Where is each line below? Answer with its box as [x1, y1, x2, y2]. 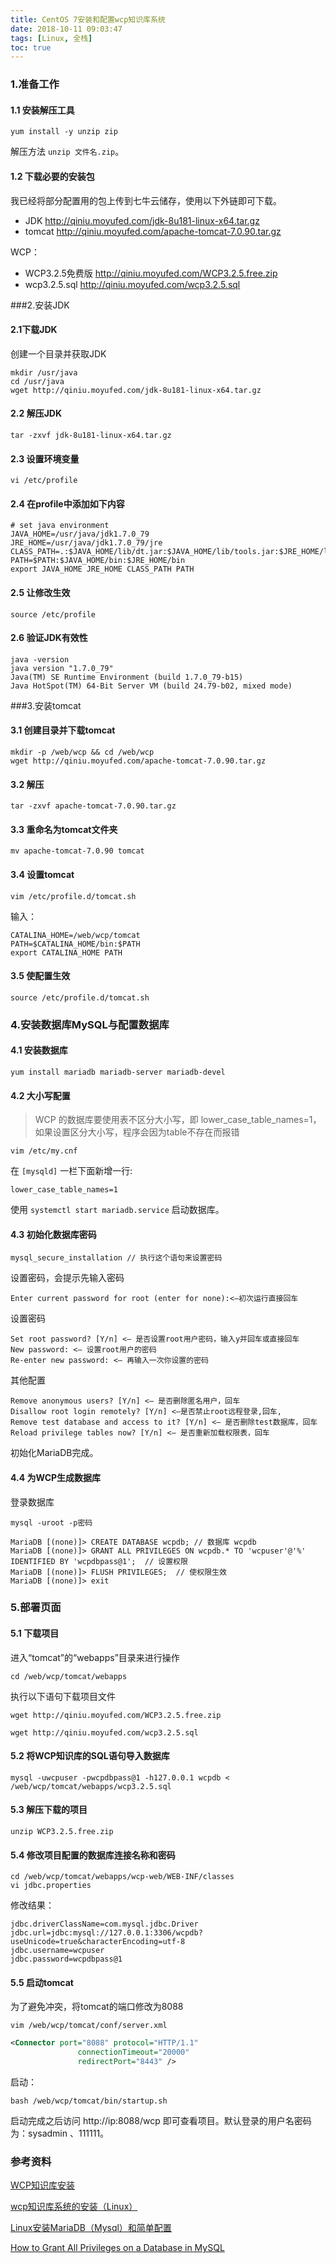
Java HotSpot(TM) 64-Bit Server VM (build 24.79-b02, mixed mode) [10, 681, 293, 691]
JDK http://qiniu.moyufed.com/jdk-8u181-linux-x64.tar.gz [24, 214, 260, 226]
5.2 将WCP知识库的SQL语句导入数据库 [10, 1750, 170, 1762]
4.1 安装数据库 [10, 1044, 68, 1056]
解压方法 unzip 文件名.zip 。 [10, 146, 125, 158]
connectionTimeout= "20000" [77, 2047, 190, 2058]
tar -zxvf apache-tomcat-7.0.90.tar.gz [10, 801, 177, 811]
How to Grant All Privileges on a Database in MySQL [10, 2242, 225, 2254]
